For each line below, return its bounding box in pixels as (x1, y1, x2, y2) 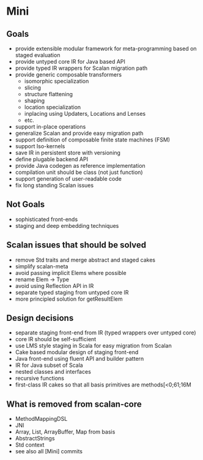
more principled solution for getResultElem (15, 295, 124, 303)
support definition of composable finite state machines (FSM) (15, 136, 170, 143)
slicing (24, 84, 42, 91)
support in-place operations (15, 123, 86, 130)
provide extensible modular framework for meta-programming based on (15, 45, 197, 52)
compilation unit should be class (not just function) (15, 168, 143, 176)
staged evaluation (15, 51, 61, 59)
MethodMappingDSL (15, 415, 68, 423)
